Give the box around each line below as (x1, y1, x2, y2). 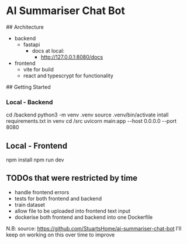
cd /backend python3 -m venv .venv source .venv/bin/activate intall (6, 111, 169, 118)
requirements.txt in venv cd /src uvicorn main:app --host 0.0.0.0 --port (6, 118, 177, 125)
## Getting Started (6, 83, 51, 90)
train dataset (14, 201, 46, 208)
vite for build (23, 66, 54, 73)
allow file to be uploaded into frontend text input (14, 207, 130, 214)
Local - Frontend (6, 140, 68, 150)
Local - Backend (6, 98, 53, 106)
